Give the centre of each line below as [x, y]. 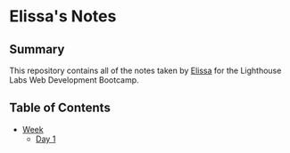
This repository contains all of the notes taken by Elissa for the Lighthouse [145, 70]
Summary [37, 49]
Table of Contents [60, 108]
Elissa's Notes [63, 16]
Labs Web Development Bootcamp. [75, 80]
